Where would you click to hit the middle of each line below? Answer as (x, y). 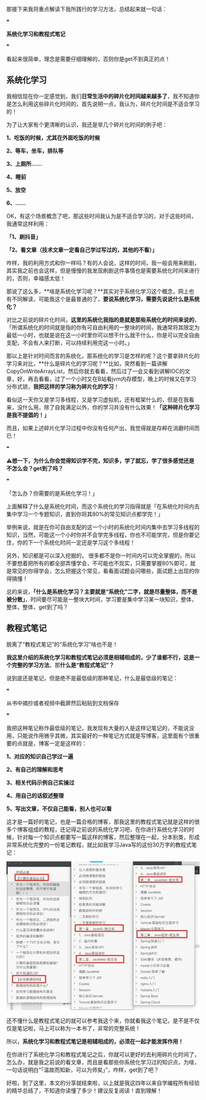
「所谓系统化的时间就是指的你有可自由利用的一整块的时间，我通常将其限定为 (103, 327)
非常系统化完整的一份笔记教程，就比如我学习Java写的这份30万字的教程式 (99, 844)
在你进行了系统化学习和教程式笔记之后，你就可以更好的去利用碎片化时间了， (103, 1054)
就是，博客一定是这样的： (55, 743)
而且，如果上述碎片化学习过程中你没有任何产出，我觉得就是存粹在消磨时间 (100, 428)
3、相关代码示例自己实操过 (40, 782)
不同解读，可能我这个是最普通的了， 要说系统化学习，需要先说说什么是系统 (105, 299)
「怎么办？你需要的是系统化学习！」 (52, 493)
